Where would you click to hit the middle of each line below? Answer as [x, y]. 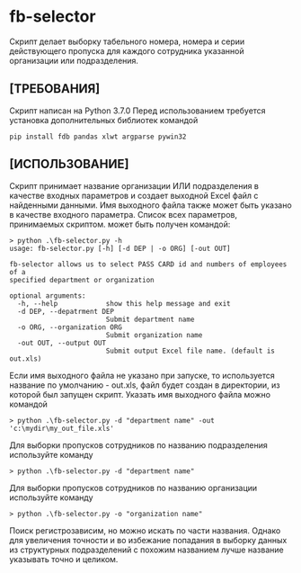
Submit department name [150, 319]
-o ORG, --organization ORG [70, 327]
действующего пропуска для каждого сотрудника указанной [127, 50]
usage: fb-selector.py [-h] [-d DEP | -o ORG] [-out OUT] [120, 248]
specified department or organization [82, 280]
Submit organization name [154, 335]
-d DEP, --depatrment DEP [66, 311]
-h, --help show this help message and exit [124, 303]
